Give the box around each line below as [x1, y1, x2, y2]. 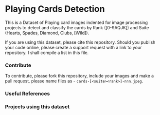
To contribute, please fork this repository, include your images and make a [5, 73, 154, 79]
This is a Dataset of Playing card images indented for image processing [5, 19, 148, 25]
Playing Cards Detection [5, 3, 105, 15]
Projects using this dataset [5, 103, 70, 110]
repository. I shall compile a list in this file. [5, 50, 89, 56]
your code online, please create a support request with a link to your [5, 44, 142, 50]
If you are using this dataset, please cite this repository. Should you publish [5, 39, 156, 45]
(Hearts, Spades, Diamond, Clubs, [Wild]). [5, 30, 89, 36]
